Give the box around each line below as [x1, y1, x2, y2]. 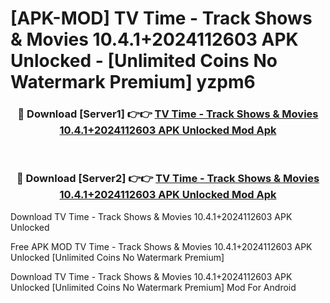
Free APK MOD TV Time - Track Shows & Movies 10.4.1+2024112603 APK [10, 240, 313, 252]
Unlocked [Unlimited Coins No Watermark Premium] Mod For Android [10, 281, 297, 293]
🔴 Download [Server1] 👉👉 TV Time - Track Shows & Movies [17, 107, 319, 121]
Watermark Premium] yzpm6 [10, 71, 256, 94]
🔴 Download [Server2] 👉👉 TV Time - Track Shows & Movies [16, 172, 320, 186]
